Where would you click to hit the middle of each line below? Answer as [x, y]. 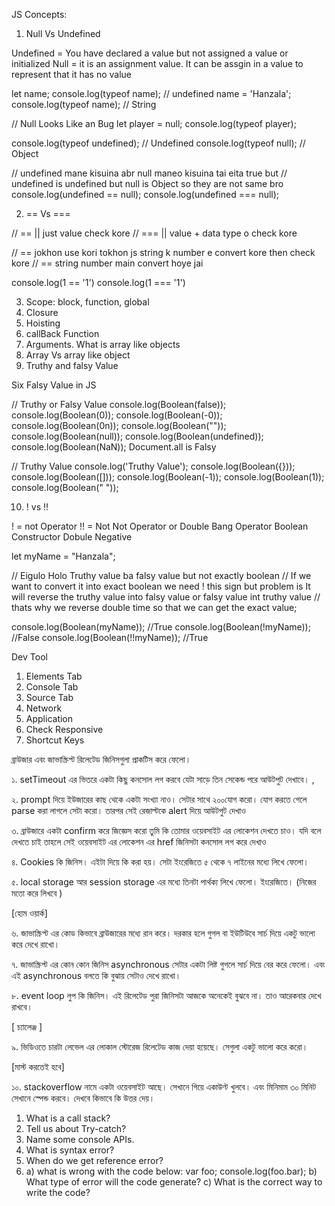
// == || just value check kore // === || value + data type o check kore [154, 233]
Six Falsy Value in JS [54, 385]
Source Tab [49, 697]
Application [49, 718]
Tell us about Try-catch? [76, 1128]
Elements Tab [54, 676]
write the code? [58, 1192]
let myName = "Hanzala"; [63, 556]
